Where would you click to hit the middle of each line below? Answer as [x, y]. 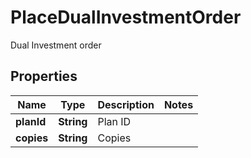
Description [126, 104]
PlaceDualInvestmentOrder [126, 17]
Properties [44, 76]
